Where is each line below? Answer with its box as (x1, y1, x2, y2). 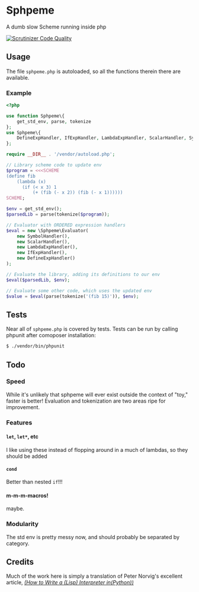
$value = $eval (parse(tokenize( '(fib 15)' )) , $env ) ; (6, 293, 139, 299)
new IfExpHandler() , (17, 250, 68, 256)
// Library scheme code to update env (6, 162, 102, 168)
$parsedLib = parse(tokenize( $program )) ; (6, 211, 110, 217)
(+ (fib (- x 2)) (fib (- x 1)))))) (32, 189, 123, 196)
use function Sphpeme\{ (6, 113, 65, 119)
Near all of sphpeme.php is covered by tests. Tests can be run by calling (6, 325, 178, 333)
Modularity (6, 520, 39, 528)
